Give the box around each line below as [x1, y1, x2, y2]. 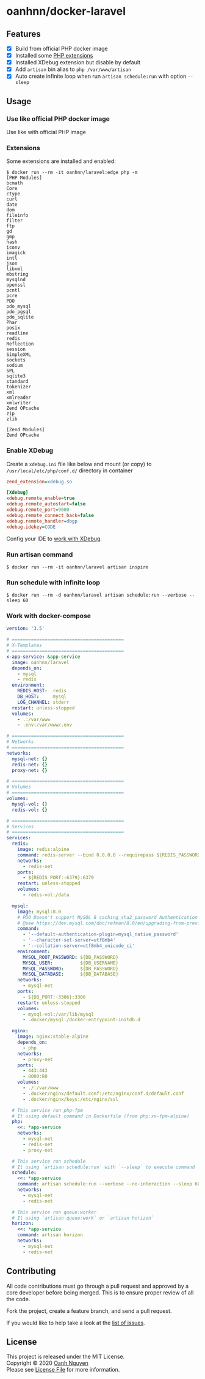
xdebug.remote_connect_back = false [6, 512, 95, 518]
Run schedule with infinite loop [6, 578, 101, 586]
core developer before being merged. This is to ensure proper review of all [6, 1288, 194, 1296]
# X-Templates [6, 642, 43, 649]
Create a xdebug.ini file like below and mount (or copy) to [6, 460, 152, 467]
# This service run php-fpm [12, 1107, 84, 1113]
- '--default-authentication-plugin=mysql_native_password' [22, 931, 179, 938]
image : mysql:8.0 [17, 909, 62, 915]
